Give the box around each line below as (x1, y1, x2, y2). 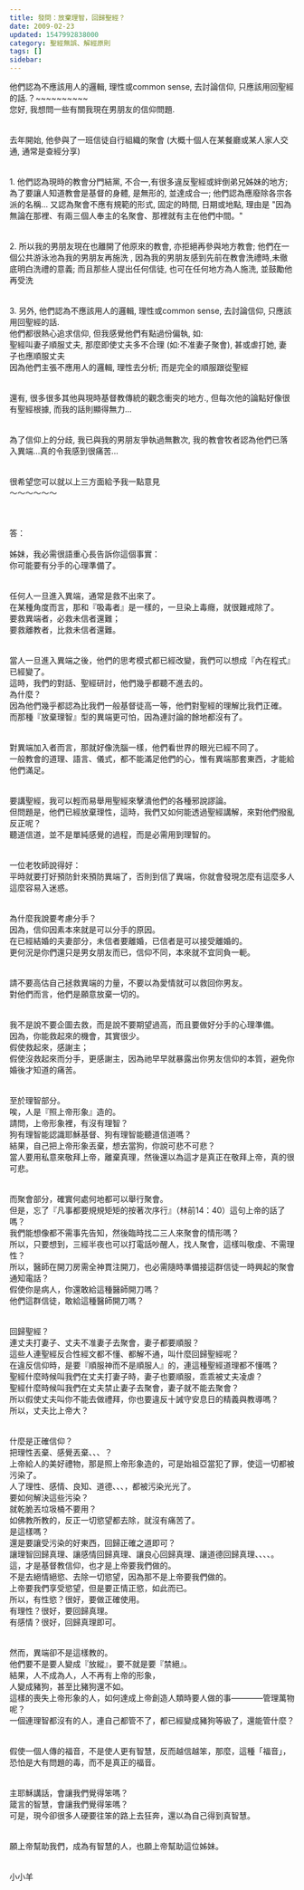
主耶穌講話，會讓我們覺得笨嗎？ (9, 1788, 128, 1798)
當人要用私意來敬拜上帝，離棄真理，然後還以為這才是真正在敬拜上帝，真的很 (9, 1151, 295, 1162)
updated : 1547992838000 (9, 30, 100, 39)
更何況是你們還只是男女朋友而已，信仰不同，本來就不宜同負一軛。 (9, 947, 255, 958)
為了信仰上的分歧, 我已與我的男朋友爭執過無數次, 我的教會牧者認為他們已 (9, 434, 280, 444)
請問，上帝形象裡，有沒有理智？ (9, 1118, 128, 1128)
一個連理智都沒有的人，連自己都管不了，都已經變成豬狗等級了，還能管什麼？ (9, 1715, 295, 1725)
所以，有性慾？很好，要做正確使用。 (9, 1594, 145, 1605)
